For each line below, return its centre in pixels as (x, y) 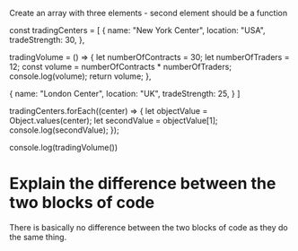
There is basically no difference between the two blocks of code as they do (149, 227)
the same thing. (38, 237)
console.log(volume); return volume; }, (80, 76)
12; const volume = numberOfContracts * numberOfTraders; (120, 67)
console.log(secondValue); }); (64, 130)
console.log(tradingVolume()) (64, 147)
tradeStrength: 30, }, (47, 40)
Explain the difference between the (143, 184)
